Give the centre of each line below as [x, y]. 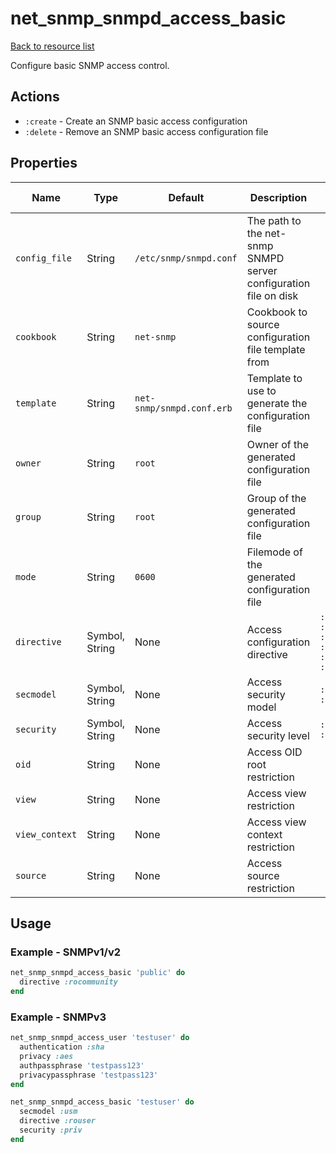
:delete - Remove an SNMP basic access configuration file [146, 131]
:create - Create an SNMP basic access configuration [136, 121]
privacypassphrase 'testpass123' [89, 1075]
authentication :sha [62, 1047]
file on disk [272, 295]
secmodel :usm [48, 1112]
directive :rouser [58, 1121]
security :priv [51, 1130]
